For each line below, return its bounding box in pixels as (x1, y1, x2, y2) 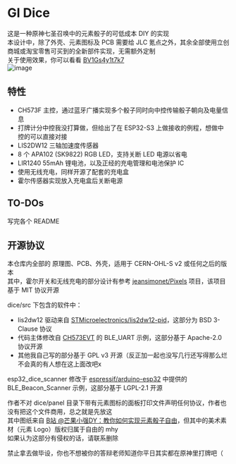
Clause (17, 324, 39, 333)
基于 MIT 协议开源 (7, 286, 60, 294)
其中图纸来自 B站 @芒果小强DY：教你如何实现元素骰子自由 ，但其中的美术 (7, 416, 221, 425)
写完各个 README (7, 216, 60, 225)
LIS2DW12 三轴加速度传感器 (17, 141, 99, 149)
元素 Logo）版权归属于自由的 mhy (19, 425, 118, 434)
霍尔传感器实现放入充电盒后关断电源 (17, 176, 123, 185)
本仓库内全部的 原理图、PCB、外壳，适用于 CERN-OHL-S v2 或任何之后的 (7, 260, 221, 268)
